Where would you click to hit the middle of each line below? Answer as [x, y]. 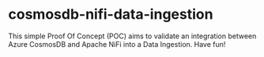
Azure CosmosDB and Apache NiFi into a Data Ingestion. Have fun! [117, 44]
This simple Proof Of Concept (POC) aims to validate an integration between [132, 36]
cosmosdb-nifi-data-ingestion [111, 14]
